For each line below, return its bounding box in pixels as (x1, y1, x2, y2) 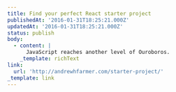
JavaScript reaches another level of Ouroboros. (25, 49, 170, 56)
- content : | (13, 42, 52, 49)
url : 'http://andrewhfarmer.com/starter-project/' (13, 68, 164, 75)
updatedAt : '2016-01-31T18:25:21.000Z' (7, 23, 124, 30)
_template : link (7, 74, 54, 82)
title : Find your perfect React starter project (7, 10, 152, 17)
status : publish (7, 29, 54, 37)
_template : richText (20, 55, 80, 62)
